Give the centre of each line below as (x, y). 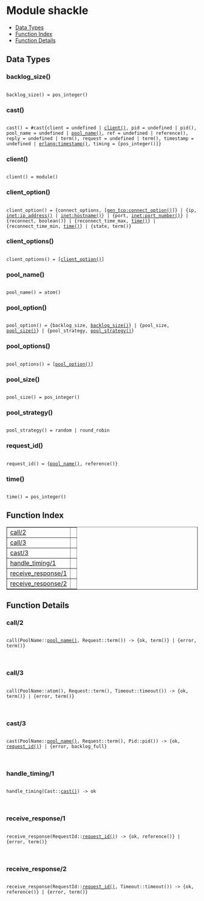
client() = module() (32, 177)
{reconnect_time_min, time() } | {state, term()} (69, 226)
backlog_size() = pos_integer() (47, 95)
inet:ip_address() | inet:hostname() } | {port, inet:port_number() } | (97, 216)
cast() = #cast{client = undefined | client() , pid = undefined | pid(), (102, 128)
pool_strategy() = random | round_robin (58, 430)
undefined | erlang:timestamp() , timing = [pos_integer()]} (84, 143)
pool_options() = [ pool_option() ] (50, 364)
